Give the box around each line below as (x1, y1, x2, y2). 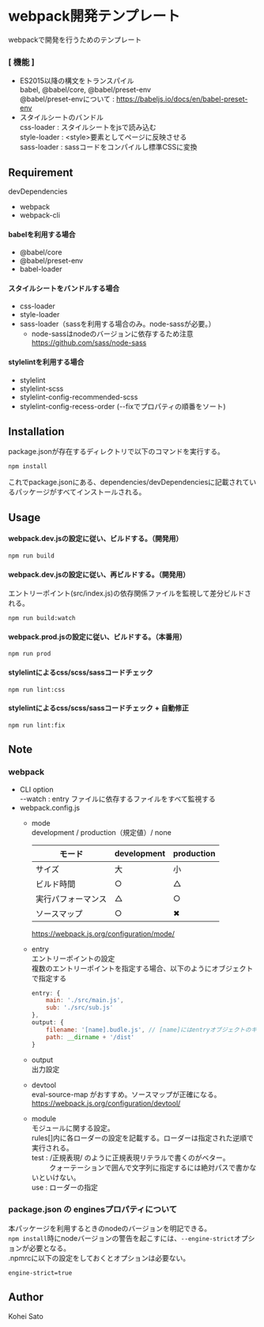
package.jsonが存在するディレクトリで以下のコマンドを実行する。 (8, 447, 225, 456)
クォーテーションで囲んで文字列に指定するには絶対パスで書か (49, 1163, 251, 1172)
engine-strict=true (8, 1268, 73, 1277)
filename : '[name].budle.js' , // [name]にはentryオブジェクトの (46, 1026, 251, 1034)
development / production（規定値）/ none (31, 827, 172, 837)
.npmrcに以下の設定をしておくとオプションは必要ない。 (8, 1253, 190, 1262)
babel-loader (19, 264, 62, 274)
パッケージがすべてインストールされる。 (14, 487, 146, 497)
